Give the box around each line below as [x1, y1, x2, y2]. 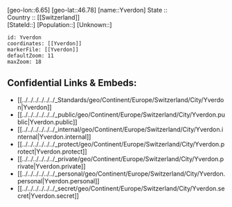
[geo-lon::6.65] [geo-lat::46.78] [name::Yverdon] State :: [7, 6, 168, 14]
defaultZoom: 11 [7, 52, 54, 59]
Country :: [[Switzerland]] [7, 13, 80, 22]
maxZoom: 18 [7, 58, 42, 65]
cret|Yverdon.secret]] [17, 191, 80, 200]
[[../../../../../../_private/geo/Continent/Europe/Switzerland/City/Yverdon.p [17, 154, 224, 163]
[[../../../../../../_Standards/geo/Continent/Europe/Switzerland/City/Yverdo [17, 95, 224, 104]
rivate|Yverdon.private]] [17, 162, 86, 170]
